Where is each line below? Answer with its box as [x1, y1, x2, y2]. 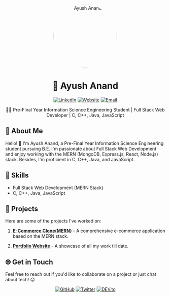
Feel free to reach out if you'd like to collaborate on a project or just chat [5, 271, 156, 277]
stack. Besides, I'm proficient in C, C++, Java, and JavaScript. [5, 156, 135, 162]
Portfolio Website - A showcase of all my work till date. [12, 243, 129, 249]
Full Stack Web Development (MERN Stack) [12, 184, 104, 191]
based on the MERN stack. [12, 233, 69, 239]
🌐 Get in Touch [5, 257, 53, 266]
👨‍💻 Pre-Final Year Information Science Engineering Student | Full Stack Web [6, 106, 165, 113]
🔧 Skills [5, 171, 29, 180]
